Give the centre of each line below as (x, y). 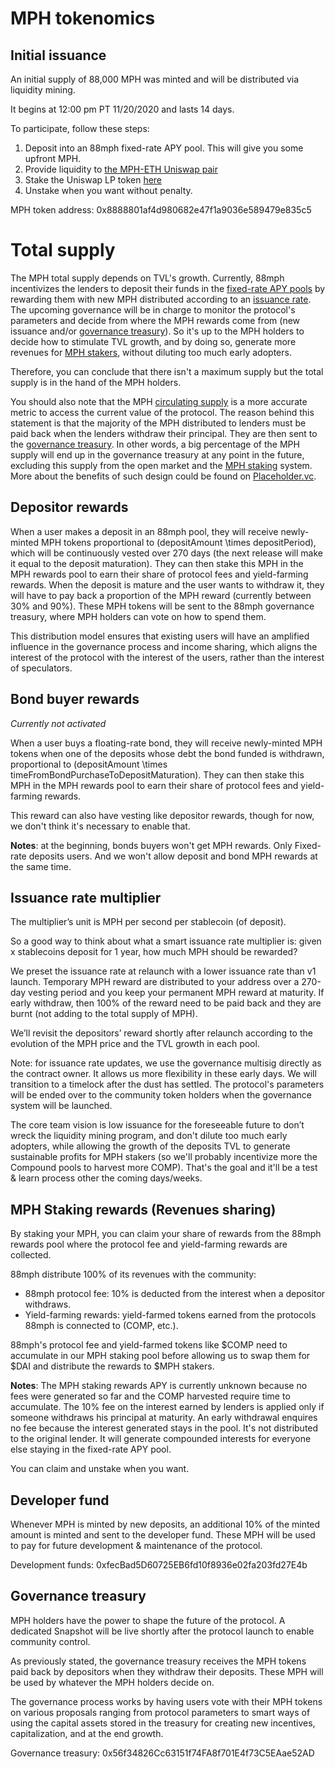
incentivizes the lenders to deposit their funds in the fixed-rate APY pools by (168, 288)
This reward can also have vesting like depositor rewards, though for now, (162, 815)
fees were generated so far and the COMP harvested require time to (150, 1396)
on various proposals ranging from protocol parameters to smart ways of (160, 1712)
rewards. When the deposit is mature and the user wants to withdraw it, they (167, 584)
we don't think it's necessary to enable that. (100, 826)
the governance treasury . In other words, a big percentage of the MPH (155, 444)
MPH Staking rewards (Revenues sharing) (143, 1209)
